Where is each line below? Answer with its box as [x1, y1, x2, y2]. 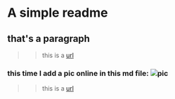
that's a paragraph [7, 33, 90, 45]
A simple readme [7, 5, 108, 21]
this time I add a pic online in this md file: [7, 68, 149, 78]
